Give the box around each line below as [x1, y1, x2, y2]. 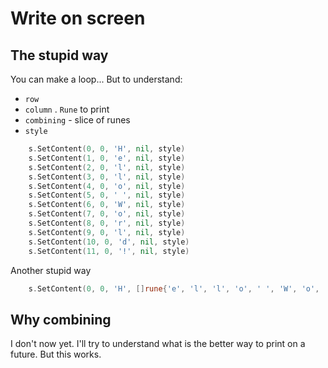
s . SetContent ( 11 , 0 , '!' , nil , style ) [28, 246, 190, 256]
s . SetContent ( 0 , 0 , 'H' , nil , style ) [28, 144, 186, 154]
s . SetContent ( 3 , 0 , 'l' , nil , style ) [28, 172, 186, 182]
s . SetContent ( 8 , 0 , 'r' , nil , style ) [28, 218, 186, 228]
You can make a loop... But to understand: [10, 73, 183, 85]
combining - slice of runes [24, 114, 131, 126]
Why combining [10, 311, 112, 328]
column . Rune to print [24, 103, 110, 115]
